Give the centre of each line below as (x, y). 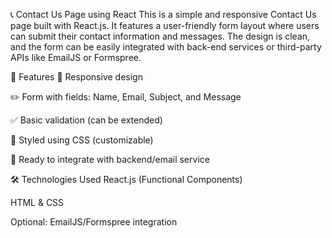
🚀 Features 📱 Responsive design (76, 77)
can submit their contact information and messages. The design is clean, (160, 36)
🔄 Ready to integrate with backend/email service (110, 159)
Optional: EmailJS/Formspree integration (94, 222)
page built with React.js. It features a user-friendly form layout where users (165, 25)
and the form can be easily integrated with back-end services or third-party (166, 47)
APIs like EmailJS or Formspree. (76, 57)
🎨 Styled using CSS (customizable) (82, 140)
